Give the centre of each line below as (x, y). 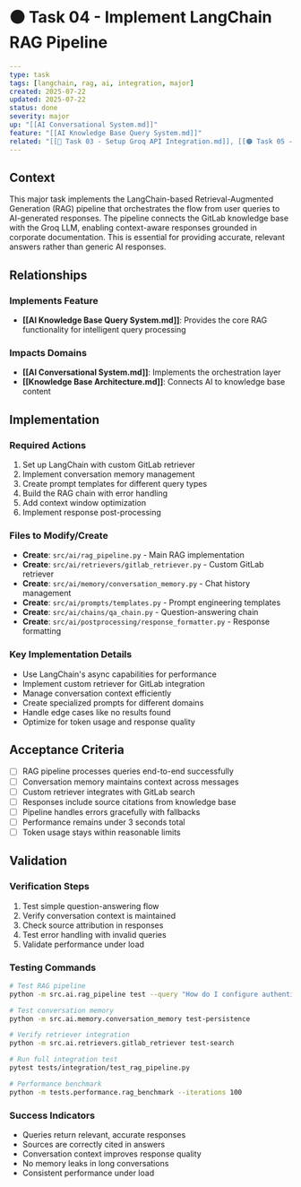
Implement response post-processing (91, 513)
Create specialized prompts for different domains (113, 702)
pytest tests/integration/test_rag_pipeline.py (100, 1068)
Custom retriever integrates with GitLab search (108, 792)
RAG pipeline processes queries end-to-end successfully (128, 771)
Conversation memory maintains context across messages (130, 782)
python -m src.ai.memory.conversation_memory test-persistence (130, 1018)
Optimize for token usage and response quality (108, 722)
